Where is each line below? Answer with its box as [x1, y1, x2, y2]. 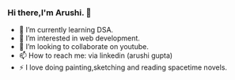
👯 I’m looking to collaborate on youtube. [18, 42, 150, 51]
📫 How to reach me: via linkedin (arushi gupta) [18, 51, 173, 60]
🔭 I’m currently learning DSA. [18, 25, 114, 35]
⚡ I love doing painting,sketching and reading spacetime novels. [18, 63, 227, 72]
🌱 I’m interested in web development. [18, 33, 140, 43]
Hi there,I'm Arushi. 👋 [7, 7, 92, 18]
